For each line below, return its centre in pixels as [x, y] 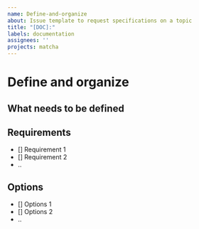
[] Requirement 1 [42, 149]
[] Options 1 [34, 204]
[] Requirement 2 [42, 157]
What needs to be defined [66, 108]
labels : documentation [41, 34]
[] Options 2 [35, 212]
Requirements [39, 132]
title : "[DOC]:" [31, 27]
